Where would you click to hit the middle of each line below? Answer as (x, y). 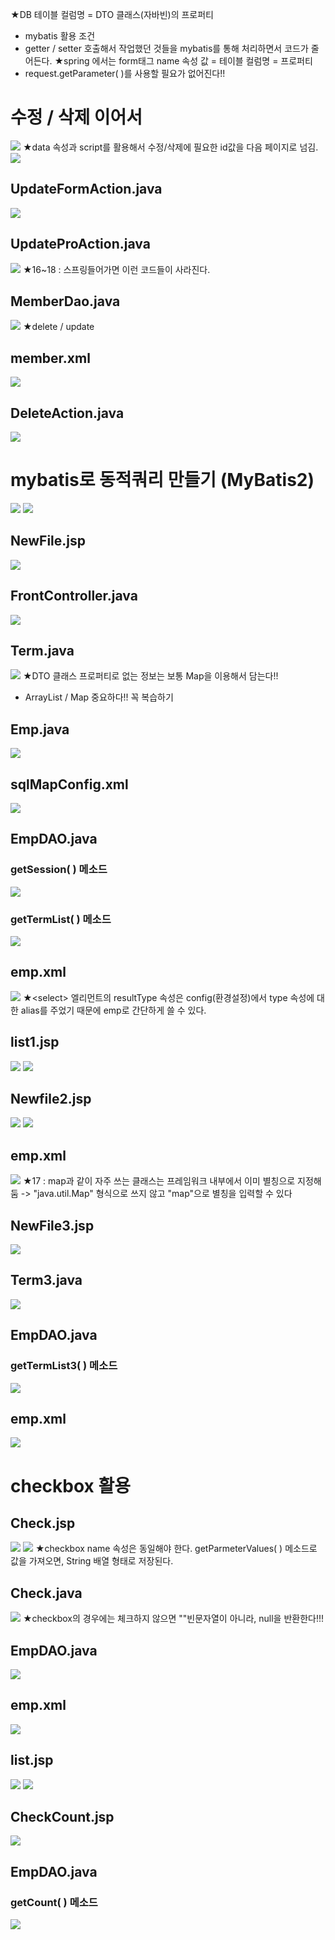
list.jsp (32, 1760)
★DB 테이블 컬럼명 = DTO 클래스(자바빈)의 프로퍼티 (112, 14)
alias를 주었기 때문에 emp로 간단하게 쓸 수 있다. (113, 1010)
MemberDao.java (65, 301)
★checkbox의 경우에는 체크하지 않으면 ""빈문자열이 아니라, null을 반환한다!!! (173, 1619)
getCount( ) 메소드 (54, 1902)
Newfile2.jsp (51, 1099)
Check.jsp (43, 1523)
